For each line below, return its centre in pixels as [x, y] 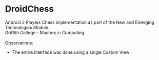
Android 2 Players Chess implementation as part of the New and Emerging [80, 22]
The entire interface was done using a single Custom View [71, 52]
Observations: [19, 43]
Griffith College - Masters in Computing [45, 32]
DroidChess [30, 9]
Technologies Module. [27, 27]
